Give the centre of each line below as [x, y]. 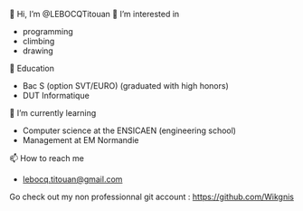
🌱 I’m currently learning [53, 113]
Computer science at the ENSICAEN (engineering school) [129, 130]
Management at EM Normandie [80, 140]
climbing [38, 41]
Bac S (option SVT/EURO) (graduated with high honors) [125, 86]
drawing [38, 51]
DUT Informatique [56, 96]
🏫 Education [32, 68]
